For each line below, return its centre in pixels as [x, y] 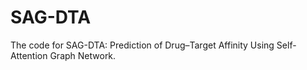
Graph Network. [83, 55]
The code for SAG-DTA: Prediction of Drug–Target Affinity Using [142, 45]
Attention [29, 55]
